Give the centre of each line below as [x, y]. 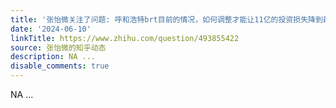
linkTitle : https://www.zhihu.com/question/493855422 [125, 38]
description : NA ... [53, 57]
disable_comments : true [60, 66]
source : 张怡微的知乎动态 [58, 47]
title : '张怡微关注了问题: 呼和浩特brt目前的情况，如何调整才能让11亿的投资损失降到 [166, 19]
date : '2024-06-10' [51, 29]
